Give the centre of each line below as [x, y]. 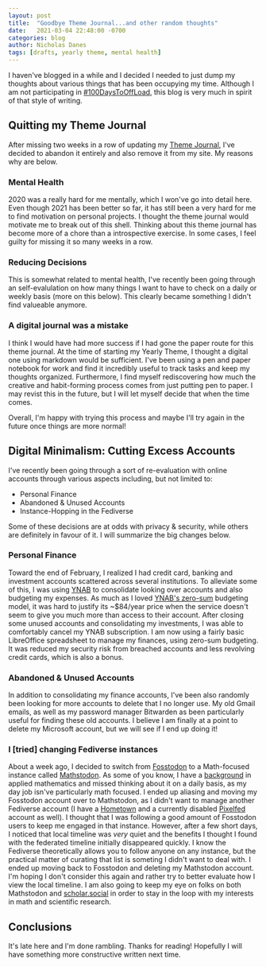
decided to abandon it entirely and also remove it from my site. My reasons [131, 153]
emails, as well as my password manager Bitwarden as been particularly [126, 712]
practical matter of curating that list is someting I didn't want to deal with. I [130, 860]
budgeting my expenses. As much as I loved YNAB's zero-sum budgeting [128, 598]
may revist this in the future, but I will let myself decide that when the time [129, 394]
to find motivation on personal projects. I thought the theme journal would [129, 216]
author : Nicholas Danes [48, 45]
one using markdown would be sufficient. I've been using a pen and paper [130, 359]
